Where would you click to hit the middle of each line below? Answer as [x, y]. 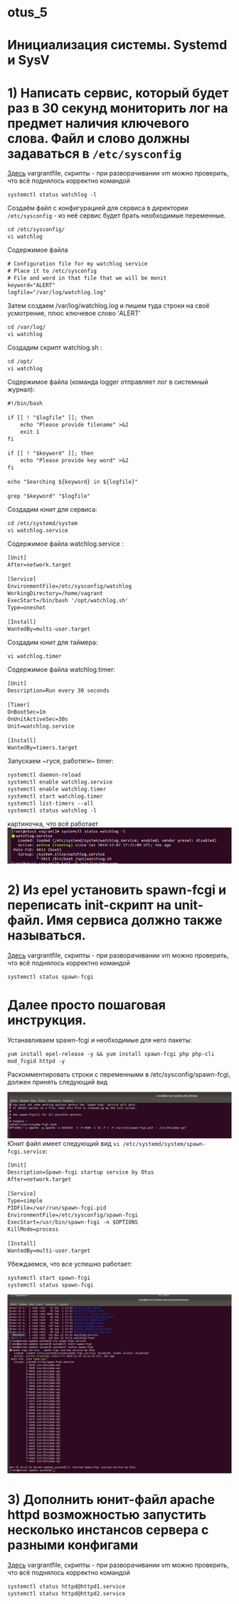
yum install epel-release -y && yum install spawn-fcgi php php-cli [111, 1054]
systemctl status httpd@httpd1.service [67, 1586]
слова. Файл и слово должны [99, 138]
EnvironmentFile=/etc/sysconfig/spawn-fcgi [73, 1215]
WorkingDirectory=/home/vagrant [55, 594]
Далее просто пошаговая [86, 1005]
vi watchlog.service [38, 531]
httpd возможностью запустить [107, 1514]
